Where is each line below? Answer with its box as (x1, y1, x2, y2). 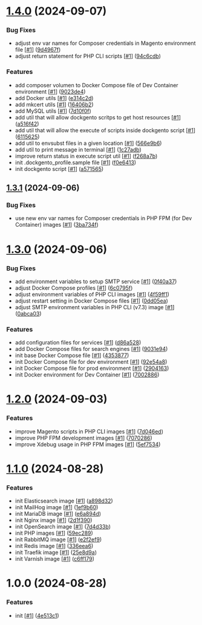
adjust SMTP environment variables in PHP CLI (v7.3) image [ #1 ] (15, 303, 175, 310)
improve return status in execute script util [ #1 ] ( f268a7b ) (15, 152, 158, 159)
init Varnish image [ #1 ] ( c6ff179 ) (15, 555, 95, 563)
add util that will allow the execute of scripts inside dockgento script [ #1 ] (15, 126, 195, 134)
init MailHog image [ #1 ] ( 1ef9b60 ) (15, 504, 99, 511)
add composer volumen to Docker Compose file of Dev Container (15, 81, 178, 89)
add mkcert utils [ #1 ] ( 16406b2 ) (15, 101, 94, 108)
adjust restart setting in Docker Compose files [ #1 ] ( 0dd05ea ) (15, 297, 168, 304)
